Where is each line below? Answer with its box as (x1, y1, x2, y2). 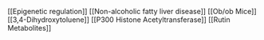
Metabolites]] (7, 24, 52, 32)
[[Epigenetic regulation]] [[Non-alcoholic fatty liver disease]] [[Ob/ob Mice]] (7, 7, 257, 16)
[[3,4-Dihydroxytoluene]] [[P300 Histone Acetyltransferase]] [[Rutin (7, 15, 231, 24)
